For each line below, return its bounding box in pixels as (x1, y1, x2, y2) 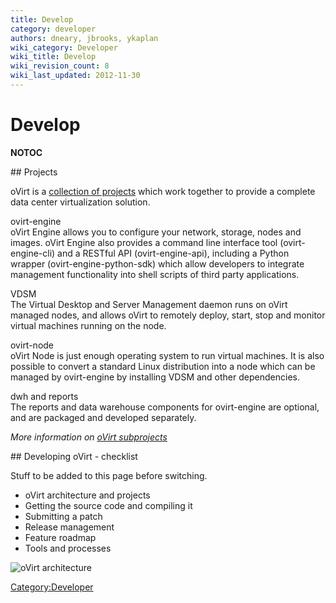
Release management (24, 521, 115, 533)
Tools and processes (24, 542, 112, 554)
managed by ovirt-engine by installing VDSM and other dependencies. (10, 371, 300, 383)
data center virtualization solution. (10, 196, 151, 208)
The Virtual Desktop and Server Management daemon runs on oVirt (10, 298, 288, 310)
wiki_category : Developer (10, 42, 118, 53)
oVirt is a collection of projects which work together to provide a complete (10, 185, 316, 197)
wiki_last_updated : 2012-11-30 (10, 71, 141, 81)
